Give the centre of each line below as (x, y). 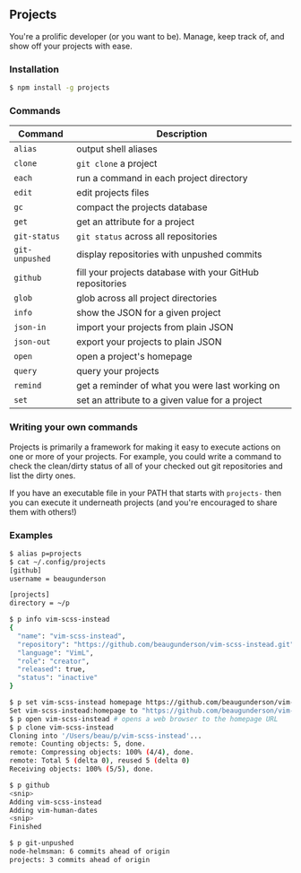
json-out (32, 342)
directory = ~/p (39, 603)
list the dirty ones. (43, 476)
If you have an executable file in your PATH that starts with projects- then (146, 493)
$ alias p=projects (46, 554)
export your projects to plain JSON (149, 342)
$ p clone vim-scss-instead (62, 727)
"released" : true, (52, 669)
